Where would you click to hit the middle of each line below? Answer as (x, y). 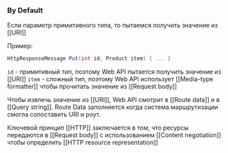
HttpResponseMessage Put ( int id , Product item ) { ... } (89, 59)
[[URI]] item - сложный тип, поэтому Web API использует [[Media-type (110, 79)
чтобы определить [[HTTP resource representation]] (83, 143)
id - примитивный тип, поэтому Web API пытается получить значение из (114, 72)
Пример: (20, 46)
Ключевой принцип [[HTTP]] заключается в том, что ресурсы (98, 128)
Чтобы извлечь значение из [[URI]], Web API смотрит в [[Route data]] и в (114, 100)
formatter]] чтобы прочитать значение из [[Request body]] (92, 86)
